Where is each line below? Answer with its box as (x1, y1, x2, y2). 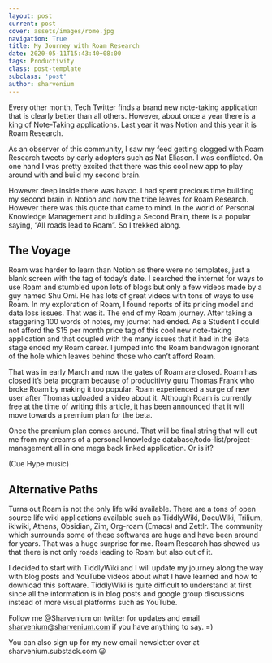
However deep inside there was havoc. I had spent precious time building (8, 185, 254, 195)
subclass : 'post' (8, 72, 67, 80)
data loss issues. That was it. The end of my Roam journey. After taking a (8, 308, 253, 318)
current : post (8, 19, 57, 28)
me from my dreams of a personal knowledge (8, 435, 161, 444)
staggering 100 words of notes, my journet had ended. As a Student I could (8, 317, 260, 327)
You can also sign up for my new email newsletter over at (8, 638, 200, 648)
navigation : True (8, 34, 67, 43)
